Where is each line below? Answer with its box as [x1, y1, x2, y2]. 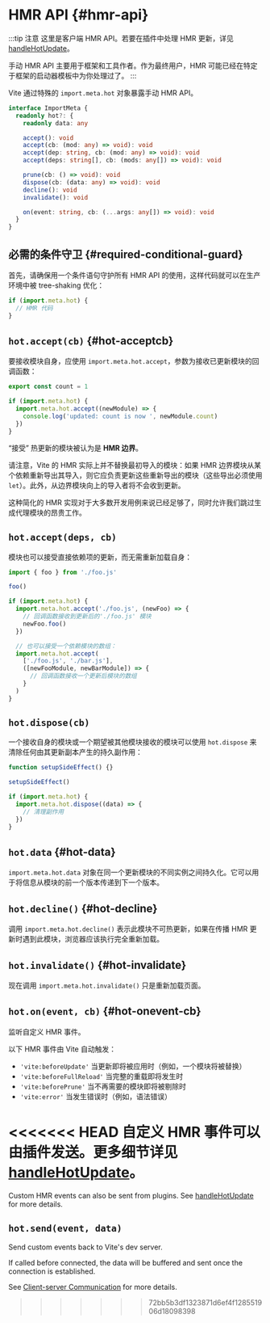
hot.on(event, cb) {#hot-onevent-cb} [8, 1005, 201, 1018]
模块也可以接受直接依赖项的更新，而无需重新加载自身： [8, 552, 192, 562]
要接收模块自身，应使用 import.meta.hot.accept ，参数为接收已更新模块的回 [8, 356, 260, 366]
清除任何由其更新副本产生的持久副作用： [8, 748, 143, 757]
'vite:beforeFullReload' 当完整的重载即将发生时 [19, 1071, 184, 1081]
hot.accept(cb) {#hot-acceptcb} [8, 334, 174, 348]
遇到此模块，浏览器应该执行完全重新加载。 [22, 934, 164, 944]
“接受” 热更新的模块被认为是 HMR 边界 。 [8, 443, 143, 453]
